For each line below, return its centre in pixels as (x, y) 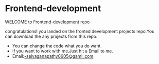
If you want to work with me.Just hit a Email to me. (62, 51)
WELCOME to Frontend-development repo (47, 22)
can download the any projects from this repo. (51, 36)
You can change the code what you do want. (57, 46)
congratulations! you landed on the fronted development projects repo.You (80, 31)
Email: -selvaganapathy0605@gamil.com (53, 56)
